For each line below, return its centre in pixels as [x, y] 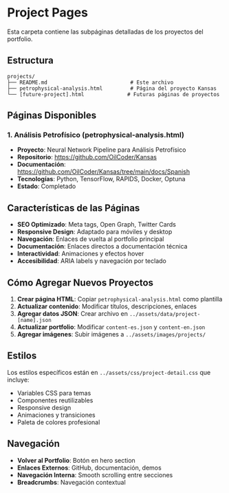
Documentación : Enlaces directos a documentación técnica [102, 246]
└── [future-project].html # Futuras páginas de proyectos [113, 94]
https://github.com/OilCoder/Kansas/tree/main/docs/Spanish [103, 172]
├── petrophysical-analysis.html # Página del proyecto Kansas [112, 88]
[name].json [34, 321]
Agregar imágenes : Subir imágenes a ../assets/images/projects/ [111, 334]
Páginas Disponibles [52, 116]
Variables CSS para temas [54, 393]
